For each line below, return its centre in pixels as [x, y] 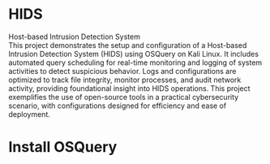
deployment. [29, 114]
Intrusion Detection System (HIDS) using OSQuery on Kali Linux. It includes [134, 54]
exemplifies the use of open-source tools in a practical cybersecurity [124, 97]
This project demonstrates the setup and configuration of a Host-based [128, 45]
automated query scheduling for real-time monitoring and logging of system [135, 63]
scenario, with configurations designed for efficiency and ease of [118, 106]
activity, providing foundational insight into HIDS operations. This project [129, 88]
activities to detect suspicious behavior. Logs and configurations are [122, 71]
